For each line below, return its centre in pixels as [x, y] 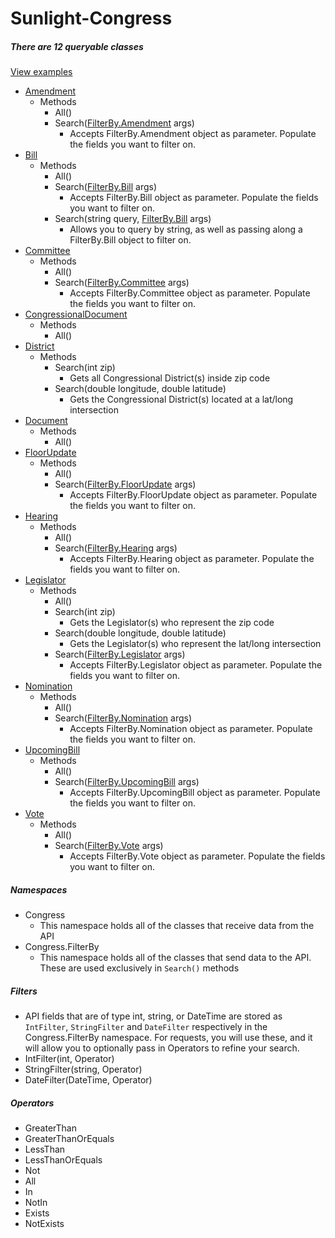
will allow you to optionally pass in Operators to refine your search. [162, 1048]
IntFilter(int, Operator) [69, 1059]
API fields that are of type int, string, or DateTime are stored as [153, 1016]
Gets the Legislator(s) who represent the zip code [172, 623]
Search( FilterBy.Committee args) [122, 283]
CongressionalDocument [76, 314]
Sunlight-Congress [91, 18]
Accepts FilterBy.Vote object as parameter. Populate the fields [197, 856]
